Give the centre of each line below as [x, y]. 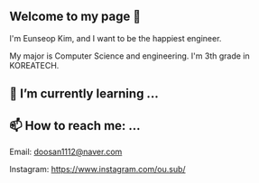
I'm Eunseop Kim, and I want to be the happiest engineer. [116, 38]
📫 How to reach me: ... [75, 126]
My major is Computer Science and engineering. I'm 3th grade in [129, 56]
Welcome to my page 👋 [75, 17]
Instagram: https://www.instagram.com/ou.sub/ [98, 169]
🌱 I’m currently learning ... [84, 94]
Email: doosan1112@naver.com [66, 152]
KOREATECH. [34, 65]
